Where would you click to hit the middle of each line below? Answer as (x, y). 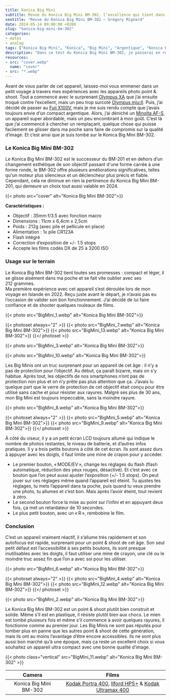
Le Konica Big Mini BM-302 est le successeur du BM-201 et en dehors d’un (84, 159)
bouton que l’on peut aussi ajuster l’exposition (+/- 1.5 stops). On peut (85, 475)
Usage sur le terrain (30, 261)
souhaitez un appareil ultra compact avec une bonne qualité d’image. (78, 647)
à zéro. (20, 497)
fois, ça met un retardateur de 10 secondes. (58, 507)
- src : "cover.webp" (27, 62)
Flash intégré (26, 237)
